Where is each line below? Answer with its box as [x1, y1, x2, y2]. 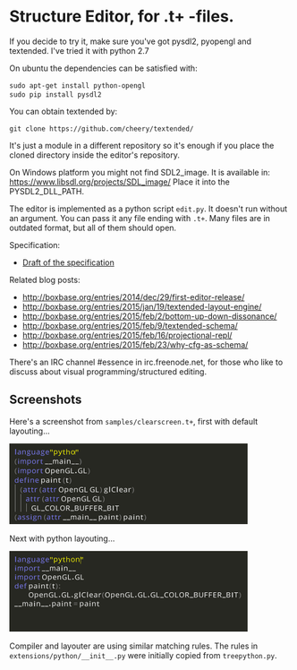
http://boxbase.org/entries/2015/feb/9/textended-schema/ [21, 320, 239, 331]
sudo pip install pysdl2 [9, 90, 102, 99]
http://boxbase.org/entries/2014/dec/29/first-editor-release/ [21, 291, 245, 302]
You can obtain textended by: [9, 106, 118, 116]
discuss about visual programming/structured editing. [9, 365, 208, 377]
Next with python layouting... [9, 533, 115, 544]
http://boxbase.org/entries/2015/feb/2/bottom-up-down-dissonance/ [21, 311, 277, 322]
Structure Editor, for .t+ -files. [9, 6, 234, 27]
